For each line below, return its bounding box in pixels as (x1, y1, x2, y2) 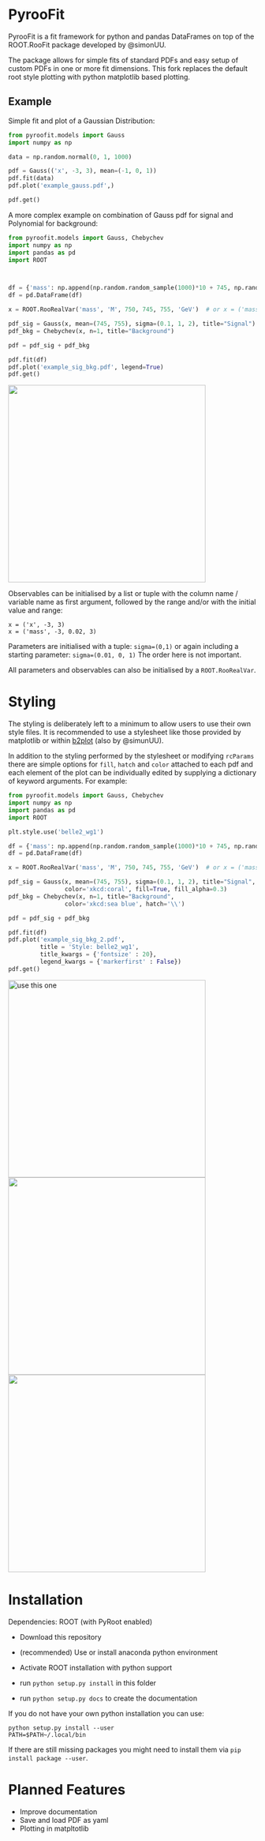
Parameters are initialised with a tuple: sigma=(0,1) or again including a (8, 642, 239, 651)
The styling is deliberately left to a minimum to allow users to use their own (8, 719, 251, 729)
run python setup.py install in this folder (19, 1678, 156, 1687)
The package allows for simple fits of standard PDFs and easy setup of (8, 55, 239, 65)
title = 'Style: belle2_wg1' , (39, 943, 140, 951)
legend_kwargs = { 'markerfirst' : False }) (39, 958, 181, 966)
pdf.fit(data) (8, 174, 55, 182)
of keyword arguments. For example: (8, 776, 128, 786)
